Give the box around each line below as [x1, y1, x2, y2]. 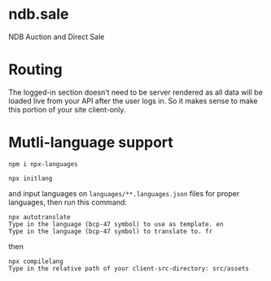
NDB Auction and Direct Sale [8, 32, 105, 42]
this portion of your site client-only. [8, 104, 126, 114]
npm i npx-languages [8, 160, 79, 168]
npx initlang [8, 174, 53, 182]
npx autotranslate [8, 213, 71, 221]
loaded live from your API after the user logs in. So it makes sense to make [8, 95, 258, 106]
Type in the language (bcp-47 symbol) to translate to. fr [8, 227, 213, 235]
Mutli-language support [8, 134, 173, 151]
